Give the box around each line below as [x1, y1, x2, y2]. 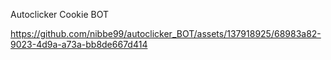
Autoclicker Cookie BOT [10, 9, 109, 20]
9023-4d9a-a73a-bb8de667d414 [10, 39, 148, 50]
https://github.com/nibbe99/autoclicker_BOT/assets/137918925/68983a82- [10, 28, 322, 39]
